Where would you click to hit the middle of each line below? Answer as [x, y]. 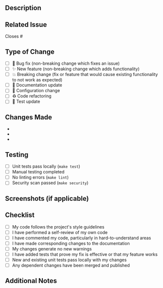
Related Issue [26, 25]
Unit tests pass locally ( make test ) [46, 166]
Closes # [14, 37]
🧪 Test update [26, 101]
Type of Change [30, 51]
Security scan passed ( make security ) [50, 183]
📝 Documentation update [37, 85]
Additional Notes [31, 281]
